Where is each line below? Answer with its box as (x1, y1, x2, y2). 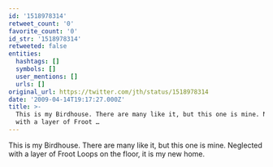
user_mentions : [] (15, 73, 79, 81)
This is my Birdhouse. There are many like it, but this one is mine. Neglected (8, 140, 262, 150)
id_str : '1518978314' (8, 34, 82, 43)
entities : (8, 50, 42, 58)
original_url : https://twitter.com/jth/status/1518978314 (8, 87, 209, 96)
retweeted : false (8, 42, 67, 51)
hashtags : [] (15, 58, 60, 66)
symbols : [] (15, 65, 57, 73)
